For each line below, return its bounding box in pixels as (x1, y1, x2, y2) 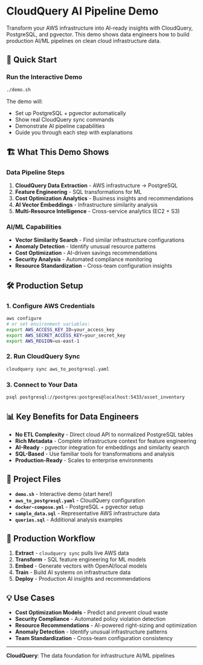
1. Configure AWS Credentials (6, 302, 95, 310)
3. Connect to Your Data (6, 380, 78, 389)
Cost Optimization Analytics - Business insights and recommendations (14, 195, 194, 202)
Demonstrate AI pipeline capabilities (14, 122, 105, 130)
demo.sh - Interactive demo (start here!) (14, 490, 113, 497)
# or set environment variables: (6, 321, 91, 328)
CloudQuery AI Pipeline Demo (6, 4, 159, 18)
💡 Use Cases (6, 592, 56, 603)
